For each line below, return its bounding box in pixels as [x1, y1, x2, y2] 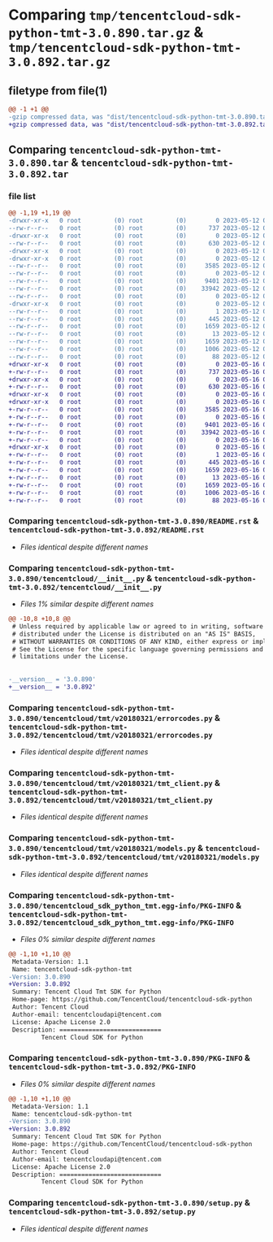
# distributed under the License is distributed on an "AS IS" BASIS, [11, 630, 256, 638]
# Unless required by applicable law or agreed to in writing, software [11, 622, 264, 631]
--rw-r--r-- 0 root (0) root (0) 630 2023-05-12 [8, 239, 260, 247]
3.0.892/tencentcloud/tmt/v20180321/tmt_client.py [8, 796, 213, 805]
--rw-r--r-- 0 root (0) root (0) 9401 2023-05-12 [8, 277, 260, 285]
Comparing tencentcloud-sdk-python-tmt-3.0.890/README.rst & [8, 515, 259, 527]
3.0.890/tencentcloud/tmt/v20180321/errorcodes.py [8, 714, 213, 723]
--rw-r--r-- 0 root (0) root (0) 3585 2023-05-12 [8, 262, 260, 270]
